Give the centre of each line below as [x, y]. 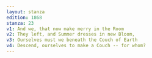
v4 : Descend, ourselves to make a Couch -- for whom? [76, 46]
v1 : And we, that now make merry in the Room [65, 29]
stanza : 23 [20, 23]
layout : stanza [26, 12]
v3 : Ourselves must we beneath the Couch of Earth [72, 40]
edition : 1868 [24, 18]
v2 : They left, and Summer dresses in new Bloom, [71, 34]
